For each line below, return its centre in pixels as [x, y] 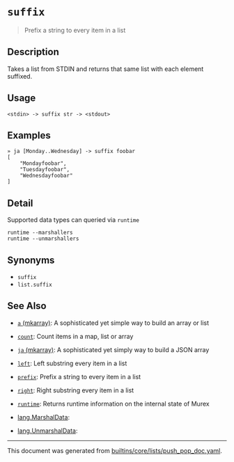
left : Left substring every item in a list [72, 363]
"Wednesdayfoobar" [46, 176]
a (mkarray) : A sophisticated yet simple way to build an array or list [113, 323]
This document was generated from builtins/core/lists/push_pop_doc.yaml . [115, 450]
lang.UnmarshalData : [47, 431]
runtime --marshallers [40, 233]
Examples [29, 135]
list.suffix [34, 285]
